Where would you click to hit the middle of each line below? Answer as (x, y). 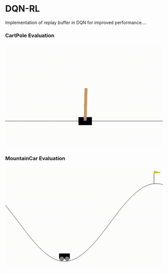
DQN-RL (22, 9)
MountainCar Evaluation (35, 158)
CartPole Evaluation (30, 35)
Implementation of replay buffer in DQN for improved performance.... (76, 22)
